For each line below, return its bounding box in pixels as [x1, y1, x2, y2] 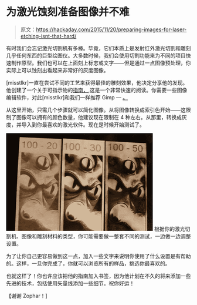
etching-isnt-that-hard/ [20, 32, 77, 39]
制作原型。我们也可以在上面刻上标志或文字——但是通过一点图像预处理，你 [11, 59, 191, 66]
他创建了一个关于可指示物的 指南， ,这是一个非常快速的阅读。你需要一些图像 [6, 86, 188, 93]
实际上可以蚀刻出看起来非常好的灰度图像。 [6, 66, 109, 73]
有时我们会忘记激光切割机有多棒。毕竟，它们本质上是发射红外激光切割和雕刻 [6, 45, 191, 52]
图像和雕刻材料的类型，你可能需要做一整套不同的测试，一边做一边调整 [21, 233, 191, 240]
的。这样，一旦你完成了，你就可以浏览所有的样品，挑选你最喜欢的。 [6, 260, 171, 267]
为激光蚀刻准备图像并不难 [6, 5, 130, 19]
